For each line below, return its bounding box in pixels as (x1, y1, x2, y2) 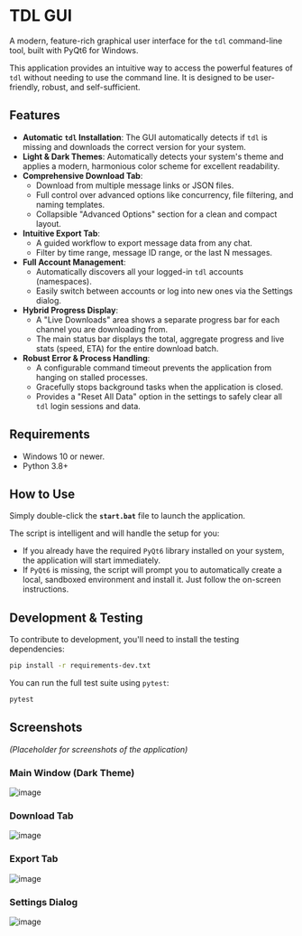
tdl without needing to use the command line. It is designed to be (9, 71, 253, 82)
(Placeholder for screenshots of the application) (9, 744, 188, 754)
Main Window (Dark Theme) (9, 766, 135, 779)
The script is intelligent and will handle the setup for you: (9, 528, 220, 538)
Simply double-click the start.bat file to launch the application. (9, 510, 246, 521)
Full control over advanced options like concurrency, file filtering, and (35, 189, 294, 200)
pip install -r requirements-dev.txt (9, 661, 151, 670)
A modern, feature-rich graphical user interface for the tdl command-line (9, 35, 283, 46)
